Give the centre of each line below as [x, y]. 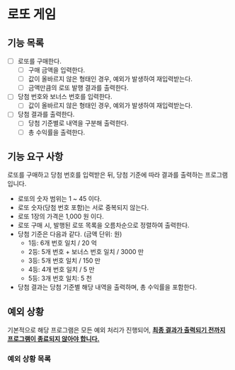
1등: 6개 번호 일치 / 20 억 [63, 243]
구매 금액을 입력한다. [57, 70]
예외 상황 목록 [29, 359]
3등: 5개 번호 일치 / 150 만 [64, 261]
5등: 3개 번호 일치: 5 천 [60, 278]
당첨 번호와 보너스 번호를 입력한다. [65, 97]
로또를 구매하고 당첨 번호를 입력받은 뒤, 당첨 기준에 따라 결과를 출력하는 [105, 175]
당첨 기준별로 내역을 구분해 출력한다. [78, 123]
